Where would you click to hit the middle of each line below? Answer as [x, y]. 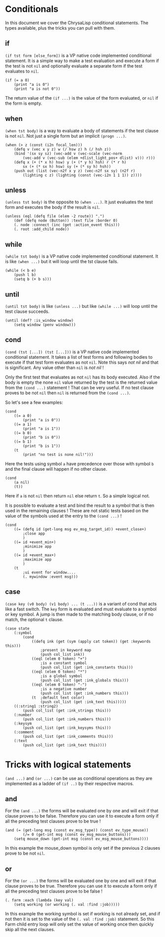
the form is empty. [24, 103]
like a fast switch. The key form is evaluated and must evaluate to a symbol [81, 609]
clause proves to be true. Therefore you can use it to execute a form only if [81, 886]
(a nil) [22, 482]
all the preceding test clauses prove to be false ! [54, 891]
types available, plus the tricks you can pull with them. [60, 28]
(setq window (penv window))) [45, 325]
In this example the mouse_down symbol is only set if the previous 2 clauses [83, 848]
